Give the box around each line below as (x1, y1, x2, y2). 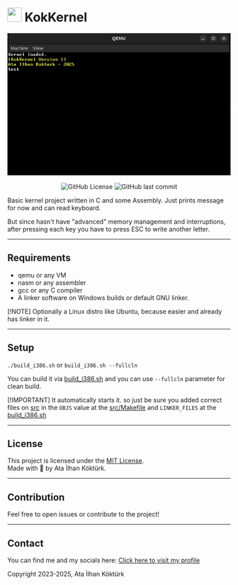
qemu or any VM (17, 271, 67, 279)
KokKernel (24, 9, 88, 25)
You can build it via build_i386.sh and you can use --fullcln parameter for (7, 374, 225, 382)
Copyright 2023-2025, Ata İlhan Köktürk (7, 569, 125, 578)
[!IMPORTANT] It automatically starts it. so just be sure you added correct (7, 395, 222, 404)
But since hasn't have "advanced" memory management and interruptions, (7, 217, 226, 226)
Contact (7, 537, 44, 549)
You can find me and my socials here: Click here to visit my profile (7, 556, 200, 564)
